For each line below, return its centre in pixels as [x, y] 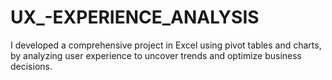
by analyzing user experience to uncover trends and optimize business [156, 55]
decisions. [31, 66]
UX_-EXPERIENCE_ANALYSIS [135, 17]
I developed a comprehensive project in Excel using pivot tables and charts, [166, 45]
